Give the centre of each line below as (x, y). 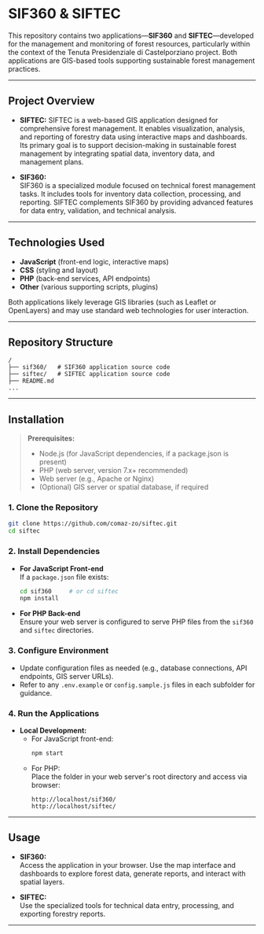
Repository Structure (61, 342)
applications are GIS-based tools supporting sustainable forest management (132, 61)
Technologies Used (56, 243)
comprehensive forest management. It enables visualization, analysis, (132, 128)
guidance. (36, 692)
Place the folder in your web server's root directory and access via (139, 777)
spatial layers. (42, 881)
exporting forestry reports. (62, 914)
